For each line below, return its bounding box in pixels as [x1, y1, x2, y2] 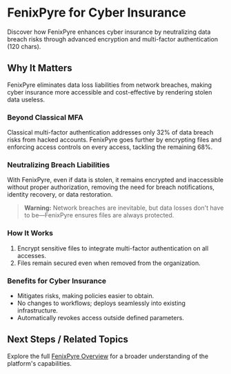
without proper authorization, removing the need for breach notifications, [7, 183, 215, 191]
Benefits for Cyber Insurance [7, 276, 107, 286]
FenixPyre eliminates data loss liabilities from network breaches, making [7, 81, 212, 89]
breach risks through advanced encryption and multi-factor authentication [7, 35, 219, 43]
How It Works [7, 228, 54, 238]
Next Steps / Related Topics [7, 333, 129, 346]
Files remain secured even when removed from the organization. [17, 259, 201, 267]
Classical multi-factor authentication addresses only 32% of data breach [7, 128, 214, 137]
